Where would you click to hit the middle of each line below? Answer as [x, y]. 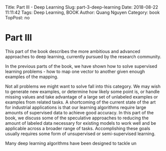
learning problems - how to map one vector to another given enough [75, 71]
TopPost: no [17, 18]
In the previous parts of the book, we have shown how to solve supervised [81, 66]
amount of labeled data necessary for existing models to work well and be [81, 123]
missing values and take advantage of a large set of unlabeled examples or [82, 97]
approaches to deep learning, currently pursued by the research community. [83, 56]
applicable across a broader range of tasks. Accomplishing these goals [78, 128]
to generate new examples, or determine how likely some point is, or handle [83, 92]
